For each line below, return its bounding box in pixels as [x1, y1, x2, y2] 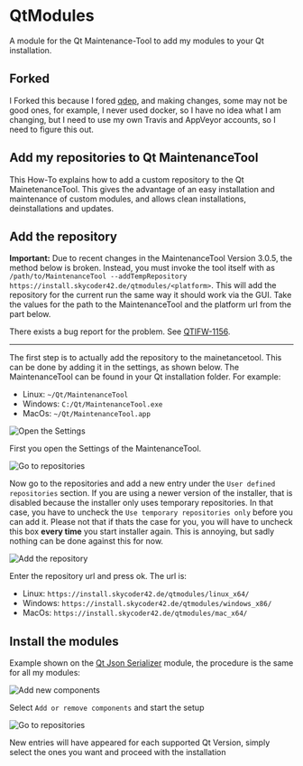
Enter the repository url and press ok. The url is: [9, 571, 188, 582]
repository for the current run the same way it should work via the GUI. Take [9, 290, 292, 301]
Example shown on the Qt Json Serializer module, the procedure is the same [9, 658, 294, 668]
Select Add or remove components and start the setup [9, 702, 205, 714]
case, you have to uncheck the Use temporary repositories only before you [9, 507, 293, 518]
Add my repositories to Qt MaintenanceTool [9, 150, 259, 165]
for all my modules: [9, 668, 81, 678]
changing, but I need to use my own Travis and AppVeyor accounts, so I [9, 114, 277, 125]
